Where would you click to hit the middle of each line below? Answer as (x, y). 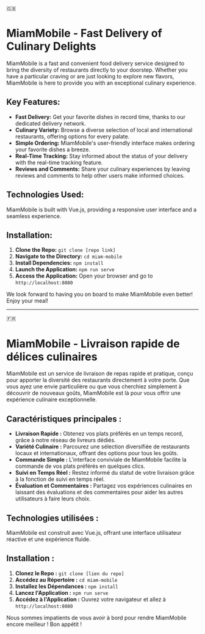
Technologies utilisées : (52, 518)
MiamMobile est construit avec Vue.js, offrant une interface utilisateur (94, 532)
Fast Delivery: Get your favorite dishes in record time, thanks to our (100, 117)
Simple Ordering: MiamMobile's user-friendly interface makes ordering (105, 143)
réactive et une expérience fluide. (49, 539)
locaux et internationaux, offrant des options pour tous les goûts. (97, 453)
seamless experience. (34, 216)
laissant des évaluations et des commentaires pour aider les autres (99, 492)
